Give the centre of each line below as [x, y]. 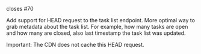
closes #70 [20, 9]
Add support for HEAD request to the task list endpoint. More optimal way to [101, 20]
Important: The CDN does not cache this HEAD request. [75, 45]
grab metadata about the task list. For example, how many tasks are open [97, 27]
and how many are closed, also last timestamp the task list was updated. [96, 33]
